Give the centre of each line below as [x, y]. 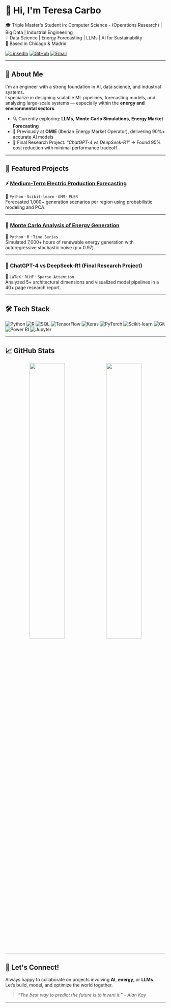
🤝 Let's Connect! [32, 967]
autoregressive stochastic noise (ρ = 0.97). [50, 247]
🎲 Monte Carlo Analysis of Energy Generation [62, 226]
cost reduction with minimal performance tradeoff [65, 147]
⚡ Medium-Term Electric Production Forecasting [66, 184]
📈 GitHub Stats [30, 351]
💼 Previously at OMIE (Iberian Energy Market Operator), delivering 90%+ [89, 131]
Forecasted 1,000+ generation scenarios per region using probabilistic [79, 202]
